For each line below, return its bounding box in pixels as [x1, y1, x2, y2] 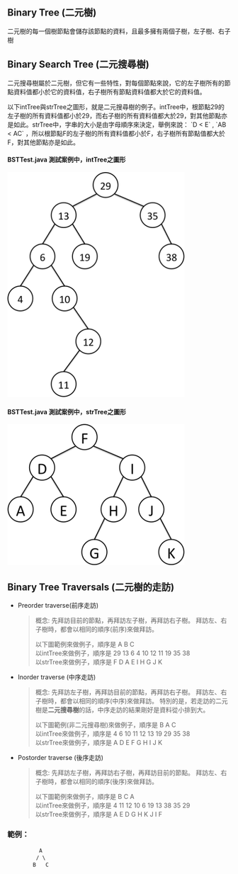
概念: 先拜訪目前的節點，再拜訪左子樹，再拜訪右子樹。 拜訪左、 [35, 616, 221, 625]
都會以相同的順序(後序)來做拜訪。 [59, 778, 158, 786]
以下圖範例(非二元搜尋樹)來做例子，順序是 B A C [35, 721, 176, 730]
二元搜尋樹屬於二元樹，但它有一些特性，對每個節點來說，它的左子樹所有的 [7, 79, 225, 87]
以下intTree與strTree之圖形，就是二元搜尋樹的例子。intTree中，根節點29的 [7, 102, 225, 111]
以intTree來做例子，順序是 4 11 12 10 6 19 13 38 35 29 [35, 801, 191, 810]
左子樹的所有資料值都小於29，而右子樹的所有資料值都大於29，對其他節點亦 [7, 111, 228, 120]
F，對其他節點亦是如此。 [7, 137, 80, 147]
